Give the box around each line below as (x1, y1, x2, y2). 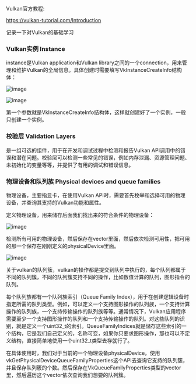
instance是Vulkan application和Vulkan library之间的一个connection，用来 (6, 59, 183, 66)
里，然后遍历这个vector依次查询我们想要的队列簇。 (6, 371, 129, 378)
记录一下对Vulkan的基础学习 (6, 29, 74, 36)
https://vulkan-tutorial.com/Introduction (6, 17, 101, 23)
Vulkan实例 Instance (6, 44, 65, 53)
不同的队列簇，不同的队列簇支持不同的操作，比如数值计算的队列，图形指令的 (6, 274, 190, 281)
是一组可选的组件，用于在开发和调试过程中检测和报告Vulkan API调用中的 (6, 147, 181, 154)
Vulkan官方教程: (6, 5, 45, 12)
